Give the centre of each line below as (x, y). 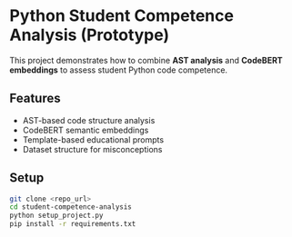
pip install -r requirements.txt (73, 224)
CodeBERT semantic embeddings (86, 130)
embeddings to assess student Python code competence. (119, 70)
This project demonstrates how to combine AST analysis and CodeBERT (146, 60)
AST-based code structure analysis (89, 120)
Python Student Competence (122, 16)
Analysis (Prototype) (90, 35)
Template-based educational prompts (93, 139)
